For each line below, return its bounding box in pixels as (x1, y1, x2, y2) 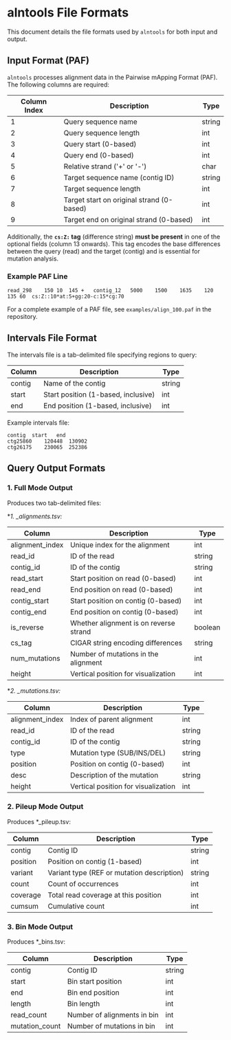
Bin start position (67, 977, 122, 986)
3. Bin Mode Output (7, 922, 74, 931)
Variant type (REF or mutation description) (47, 867, 184, 877)
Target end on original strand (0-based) (63, 214, 194, 224)
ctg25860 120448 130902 (7, 438, 88, 445)
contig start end (7, 432, 67, 439)
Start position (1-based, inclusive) (43, 390, 155, 399)
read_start (10, 573, 43, 583)
